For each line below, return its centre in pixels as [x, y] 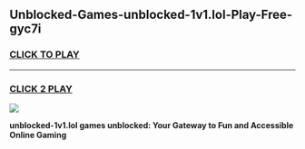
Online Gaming [38, 135]
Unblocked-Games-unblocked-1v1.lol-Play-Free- [151, 15]
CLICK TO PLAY [44, 55]
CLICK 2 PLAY [41, 88]
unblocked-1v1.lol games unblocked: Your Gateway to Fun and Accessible [152, 125]
